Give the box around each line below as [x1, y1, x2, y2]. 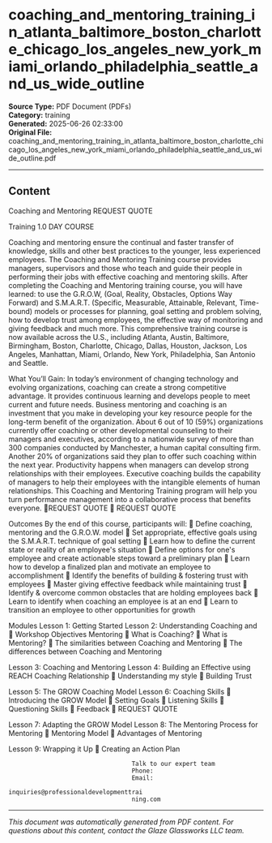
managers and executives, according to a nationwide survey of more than [8, 434, 254, 444]
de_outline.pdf [8, 153, 57, 163]
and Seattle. [8, 358, 49, 368]
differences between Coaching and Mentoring [8, 647, 163, 656]
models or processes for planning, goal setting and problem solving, [34, 306, 261, 316]
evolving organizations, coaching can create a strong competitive [8, 382, 227, 392]
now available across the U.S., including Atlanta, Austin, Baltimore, [8, 332, 229, 342]
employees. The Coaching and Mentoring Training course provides [8, 254, 232, 265]
